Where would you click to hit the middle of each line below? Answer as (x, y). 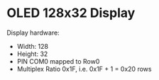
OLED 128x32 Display (71, 13)
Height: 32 (32, 54)
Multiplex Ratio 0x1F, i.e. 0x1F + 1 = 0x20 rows (84, 69)
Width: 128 (33, 46)
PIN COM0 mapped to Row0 (58, 61)
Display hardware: (33, 33)
